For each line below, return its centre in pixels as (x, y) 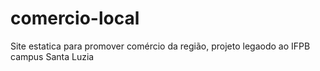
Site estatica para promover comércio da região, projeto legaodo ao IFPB (160, 46)
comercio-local (75, 18)
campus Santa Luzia (52, 56)
